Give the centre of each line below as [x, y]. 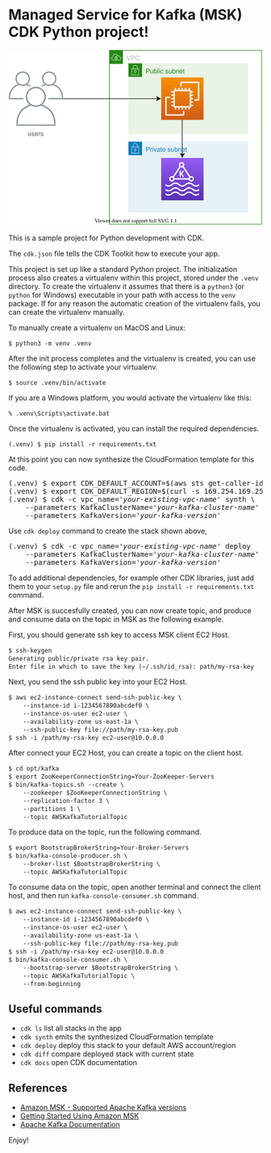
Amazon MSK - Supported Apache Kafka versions [103, 1108]
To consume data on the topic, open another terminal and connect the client [135, 887]
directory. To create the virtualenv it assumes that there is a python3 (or [126, 286]
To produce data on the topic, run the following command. [105, 832]
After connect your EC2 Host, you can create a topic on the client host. [126, 753]
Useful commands [55, 1009]
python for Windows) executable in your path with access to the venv [122, 295]
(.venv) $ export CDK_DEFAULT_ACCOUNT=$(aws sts [106, 483]
